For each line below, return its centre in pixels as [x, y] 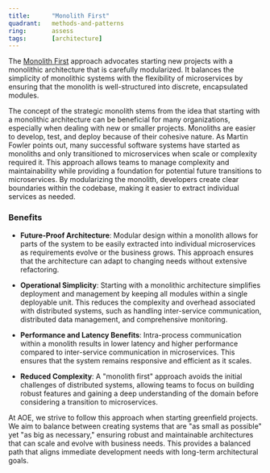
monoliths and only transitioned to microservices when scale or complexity [133, 154]
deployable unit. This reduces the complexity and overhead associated [137, 302]
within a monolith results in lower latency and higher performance [129, 343]
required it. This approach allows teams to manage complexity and [119, 163]
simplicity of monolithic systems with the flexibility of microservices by [126, 78]
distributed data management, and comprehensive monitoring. [124, 319]
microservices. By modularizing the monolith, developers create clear [124, 180]
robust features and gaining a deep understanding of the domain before [139, 393]
